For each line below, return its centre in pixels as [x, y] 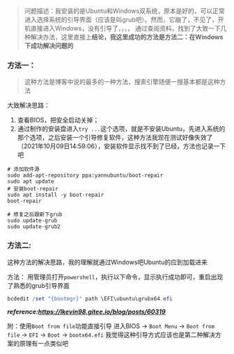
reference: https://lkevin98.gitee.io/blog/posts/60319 [86, 312]
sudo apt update [31, 182]
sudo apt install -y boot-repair [56, 195]
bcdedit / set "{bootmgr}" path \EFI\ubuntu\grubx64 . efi [90, 298]
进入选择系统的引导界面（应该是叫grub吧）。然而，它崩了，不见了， [121, 19]
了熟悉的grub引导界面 [38, 285]
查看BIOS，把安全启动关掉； [58, 120]
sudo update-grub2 [34, 227]
